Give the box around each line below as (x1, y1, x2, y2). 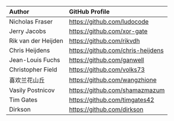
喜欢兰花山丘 (9, 76, 46, 84)
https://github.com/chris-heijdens (69, 47, 164, 54)
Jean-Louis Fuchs (9, 56, 60, 64)
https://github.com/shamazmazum (69, 86, 165, 94)
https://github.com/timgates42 (69, 96, 154, 104)
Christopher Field (9, 66, 57, 73)
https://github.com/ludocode (69, 18, 149, 25)
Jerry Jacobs (9, 27, 46, 35)
